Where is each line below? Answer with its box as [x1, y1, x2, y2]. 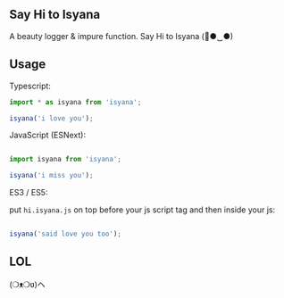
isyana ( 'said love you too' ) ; [9, 229, 122, 239]
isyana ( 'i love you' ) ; [9, 113, 94, 123]
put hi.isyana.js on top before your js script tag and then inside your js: [9, 204, 275, 215]
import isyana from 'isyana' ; [9, 155, 122, 164]
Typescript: [9, 80, 52, 91]
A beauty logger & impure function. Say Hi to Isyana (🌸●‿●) [9, 30, 234, 41]
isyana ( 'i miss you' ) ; [9, 171, 94, 180]
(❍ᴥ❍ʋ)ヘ [9, 278, 46, 289]
